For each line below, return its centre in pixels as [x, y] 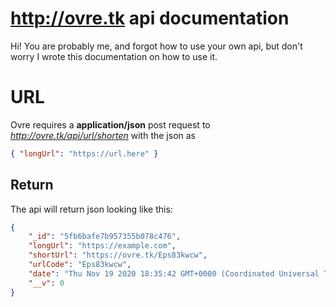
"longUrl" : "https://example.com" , [102, 246]
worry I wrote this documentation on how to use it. [114, 56]
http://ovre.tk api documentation [150, 18]
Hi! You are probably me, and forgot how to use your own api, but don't [156, 46]
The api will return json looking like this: [91, 209]
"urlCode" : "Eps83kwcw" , [80, 265]
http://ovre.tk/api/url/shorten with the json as [103, 135]
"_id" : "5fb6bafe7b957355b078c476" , [105, 237]
